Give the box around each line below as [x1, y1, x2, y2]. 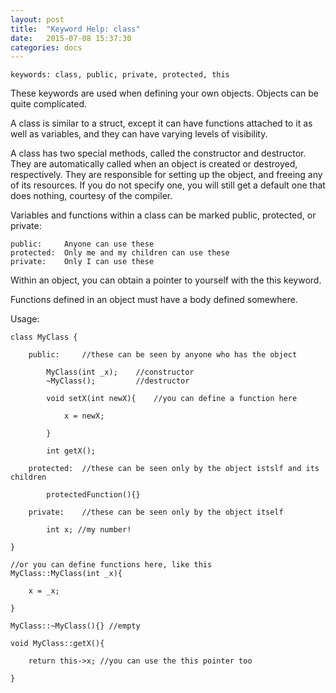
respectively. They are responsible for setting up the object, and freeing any [10, 169, 323, 181]
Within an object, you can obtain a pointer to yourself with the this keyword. [10, 274, 322, 286]
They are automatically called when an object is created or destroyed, [10, 158, 298, 170]
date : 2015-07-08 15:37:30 [10, 33, 132, 43]
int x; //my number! [46, 525, 132, 535]
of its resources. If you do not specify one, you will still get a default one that [10, 179, 326, 191]
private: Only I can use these [10, 257, 155, 267]
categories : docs [10, 42, 83, 53]
